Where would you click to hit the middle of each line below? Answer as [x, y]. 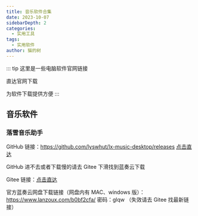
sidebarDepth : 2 [26, 23]
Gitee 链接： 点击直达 [32, 180]
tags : [13, 39]
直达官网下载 [22, 81]
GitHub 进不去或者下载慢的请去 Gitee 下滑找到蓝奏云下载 [76, 167]
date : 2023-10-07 [28, 17]
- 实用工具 [23, 34]
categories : [21, 28]
